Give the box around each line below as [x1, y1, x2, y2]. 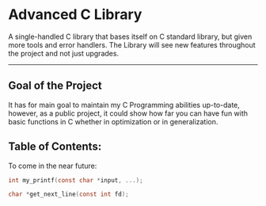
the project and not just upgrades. [8, 48, 120, 58]
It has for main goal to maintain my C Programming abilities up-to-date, [8, 100, 240, 109]
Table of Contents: [8, 140, 102, 154]
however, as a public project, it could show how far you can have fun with [8, 109, 248, 118]
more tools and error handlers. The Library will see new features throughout [8, 40, 256, 49]
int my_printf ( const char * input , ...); [8, 176, 144, 184]
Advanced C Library [8, 6, 142, 24]
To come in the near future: [8, 161, 97, 170]
